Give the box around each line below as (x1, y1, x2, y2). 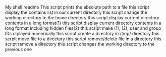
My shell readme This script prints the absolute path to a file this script (5, 4, 150, 10)
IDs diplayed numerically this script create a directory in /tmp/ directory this (5, 31, 160, 36)
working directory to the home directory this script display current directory (5, 15, 160, 20)
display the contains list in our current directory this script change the (5, 9, 148, 15)
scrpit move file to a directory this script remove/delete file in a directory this (5, 36, 162, 42)
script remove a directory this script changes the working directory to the (5, 41, 155, 47)
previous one (5, 47, 32, 52)
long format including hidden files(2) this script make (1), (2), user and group (5, 25, 161, 31)
